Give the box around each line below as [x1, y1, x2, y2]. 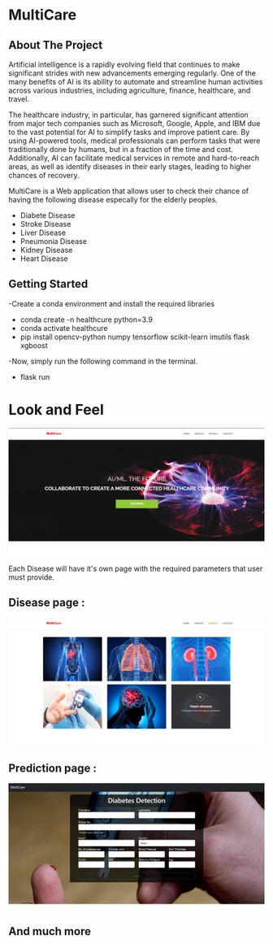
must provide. [8, 572, 55, 582]
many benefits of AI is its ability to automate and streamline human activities [8, 77, 263, 86]
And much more [8, 924, 92, 938]
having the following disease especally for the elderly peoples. [8, 195, 218, 204]
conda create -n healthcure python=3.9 [19, 315, 153, 324]
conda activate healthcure [19, 323, 108, 333]
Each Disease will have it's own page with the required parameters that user [8, 563, 263, 573]
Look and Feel [8, 401, 104, 419]
